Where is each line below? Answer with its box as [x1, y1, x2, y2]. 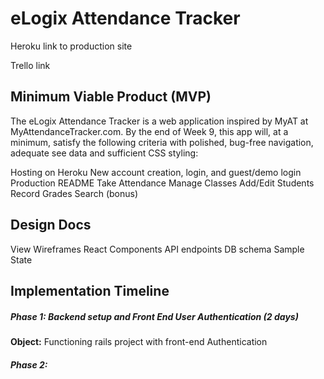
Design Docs [10, 217, 92, 234]
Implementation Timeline [10, 282, 170, 299]
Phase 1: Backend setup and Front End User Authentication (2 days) [10, 310, 299, 322]
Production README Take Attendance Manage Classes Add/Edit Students [10, 177, 315, 189]
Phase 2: [10, 358, 48, 371]
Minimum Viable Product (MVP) [10, 88, 212, 106]
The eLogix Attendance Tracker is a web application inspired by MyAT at [10, 115, 309, 127]
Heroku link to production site [10, 40, 133, 52]
